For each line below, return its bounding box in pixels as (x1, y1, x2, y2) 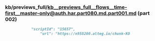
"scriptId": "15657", (31, 27, 76, 32)
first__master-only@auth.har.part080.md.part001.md (5, 10, 137, 16)
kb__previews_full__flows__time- (47, 4, 127, 11)
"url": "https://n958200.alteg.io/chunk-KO (40, 31, 131, 36)
